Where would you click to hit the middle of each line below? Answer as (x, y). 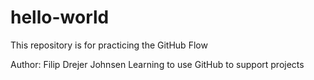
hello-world (60, 17)
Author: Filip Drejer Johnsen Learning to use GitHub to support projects (157, 64)
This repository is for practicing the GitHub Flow (109, 45)
